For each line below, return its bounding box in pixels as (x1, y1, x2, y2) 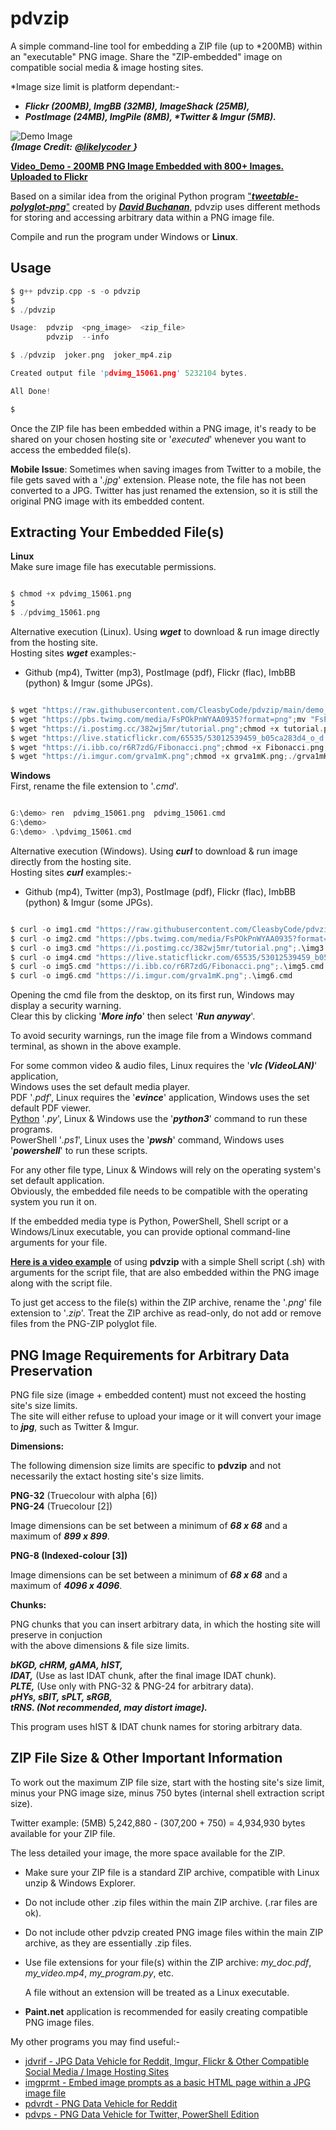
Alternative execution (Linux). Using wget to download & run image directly (10, 626, 320, 638)
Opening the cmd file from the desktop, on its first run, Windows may (10, 989, 295, 1001)
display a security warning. (10, 1000, 122, 1012)
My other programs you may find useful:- (10, 2035, 180, 2047)
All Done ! (10, 386, 52, 396)
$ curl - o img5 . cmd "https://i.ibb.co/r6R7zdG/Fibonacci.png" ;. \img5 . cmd (10, 962, 325, 972)
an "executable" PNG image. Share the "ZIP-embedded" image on (10, 50, 283, 62)
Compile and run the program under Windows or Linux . (10, 230, 238, 242)
